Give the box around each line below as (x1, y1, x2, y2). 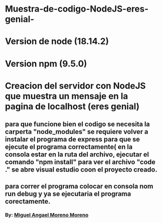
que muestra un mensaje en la (5, 91, 128, 101)
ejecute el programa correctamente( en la (5, 143, 133, 151)
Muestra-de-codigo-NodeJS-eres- (5, 3, 149, 15)
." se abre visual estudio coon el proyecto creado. (5, 166, 158, 174)
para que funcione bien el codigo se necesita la (5, 120, 150, 128)
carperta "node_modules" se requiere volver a (5, 127, 148, 136)
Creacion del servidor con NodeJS (5, 80, 146, 91)
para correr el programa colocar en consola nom (5, 182, 154, 190)
